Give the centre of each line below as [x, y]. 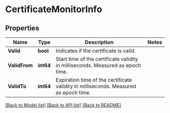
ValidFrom [20, 65]
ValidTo [17, 86]
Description [99, 42]
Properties [22, 28]
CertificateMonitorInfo [54, 9]
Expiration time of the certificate [94, 80]
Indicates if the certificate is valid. [95, 51]
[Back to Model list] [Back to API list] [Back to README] [63, 105]
